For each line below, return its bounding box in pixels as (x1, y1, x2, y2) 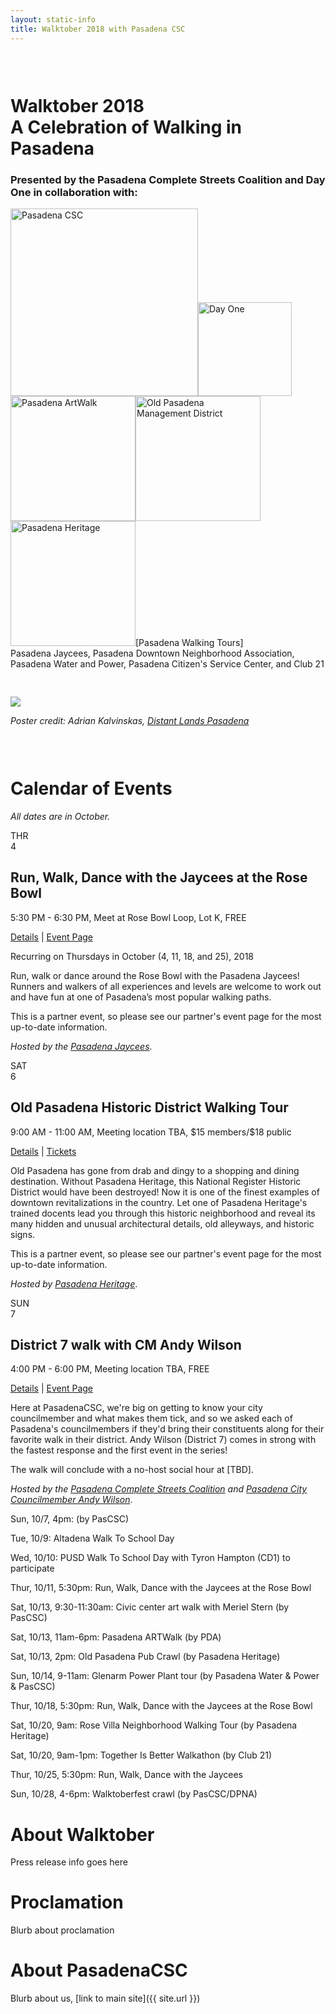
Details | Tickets (10, 1145, 77, 1157)
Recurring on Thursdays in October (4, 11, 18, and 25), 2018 (10, 950, 254, 962)
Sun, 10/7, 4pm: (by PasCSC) (10, 1513, 130, 1525)
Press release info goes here (10, 1856, 128, 1868)
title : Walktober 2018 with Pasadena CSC (10, 24, 186, 34)
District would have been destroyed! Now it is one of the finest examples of (10, 1186, 320, 1198)
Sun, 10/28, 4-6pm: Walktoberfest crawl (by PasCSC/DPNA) (10, 1788, 258, 1800)
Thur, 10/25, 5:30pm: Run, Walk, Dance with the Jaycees (10, 1769, 244, 1781)
